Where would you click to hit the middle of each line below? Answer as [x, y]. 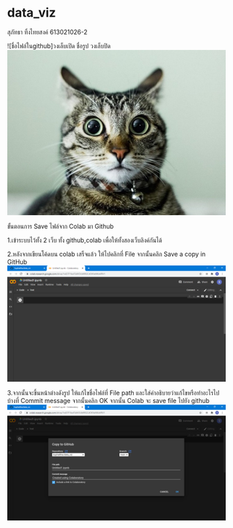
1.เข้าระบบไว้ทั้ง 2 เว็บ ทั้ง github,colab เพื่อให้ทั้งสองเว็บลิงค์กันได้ [85, 240]
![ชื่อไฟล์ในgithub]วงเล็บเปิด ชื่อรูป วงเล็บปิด [59, 46]
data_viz [32, 13]
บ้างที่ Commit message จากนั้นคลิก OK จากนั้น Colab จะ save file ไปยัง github [109, 400]
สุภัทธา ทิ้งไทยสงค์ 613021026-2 [48, 32]
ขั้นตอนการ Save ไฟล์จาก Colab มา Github [61, 226]
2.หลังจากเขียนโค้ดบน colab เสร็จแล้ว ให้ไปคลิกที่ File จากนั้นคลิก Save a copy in [106, 254]
